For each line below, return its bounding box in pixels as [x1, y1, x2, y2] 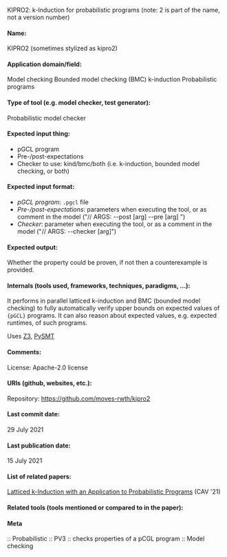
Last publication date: [7, 441, 71, 449]
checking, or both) [17, 167, 70, 175]
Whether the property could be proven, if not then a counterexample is [7, 259, 208, 267]
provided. [7, 265, 34, 274]
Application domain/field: [7, 60, 83, 68]
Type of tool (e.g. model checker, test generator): [7, 99, 151, 106]
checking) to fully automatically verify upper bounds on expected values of [7, 304, 220, 312]
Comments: [7, 348, 42, 356]
